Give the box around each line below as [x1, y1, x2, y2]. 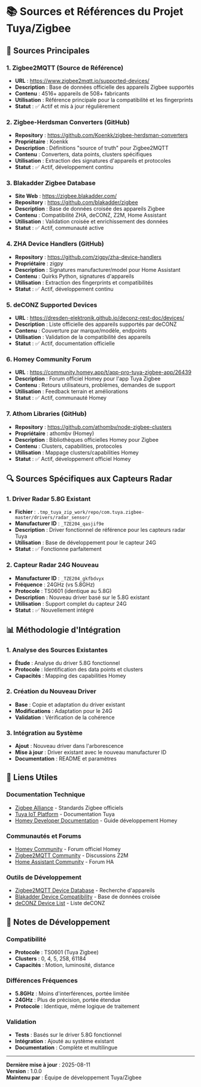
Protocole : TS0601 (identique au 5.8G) [14, 587, 112, 594]
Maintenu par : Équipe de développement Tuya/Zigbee [6, 1074, 142, 1081]
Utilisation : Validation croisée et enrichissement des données [14, 218, 169, 225]
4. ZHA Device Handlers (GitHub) [6, 239, 105, 248]
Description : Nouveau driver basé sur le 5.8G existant [14, 594, 150, 601]
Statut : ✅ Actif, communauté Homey [14, 394, 106, 402]
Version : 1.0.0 [6, 1068, 42, 1075]
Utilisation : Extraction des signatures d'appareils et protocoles [14, 157, 172, 164]
